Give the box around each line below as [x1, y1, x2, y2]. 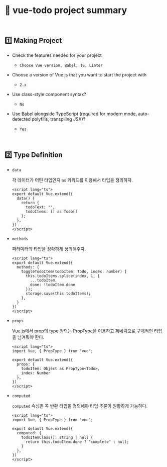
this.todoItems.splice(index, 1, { [25, 273, 100, 278]
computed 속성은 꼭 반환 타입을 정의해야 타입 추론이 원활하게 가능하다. [12, 403, 148, 409]
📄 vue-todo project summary [5, 5, 127, 16]
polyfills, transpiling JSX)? [32, 116, 86, 122]
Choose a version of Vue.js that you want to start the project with [12, 71, 147, 77]
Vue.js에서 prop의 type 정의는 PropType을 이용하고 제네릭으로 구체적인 [12, 328, 153, 334]
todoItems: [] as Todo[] [25, 209, 78, 214]
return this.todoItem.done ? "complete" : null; [25, 439, 129, 444]
